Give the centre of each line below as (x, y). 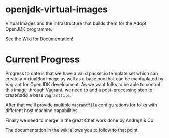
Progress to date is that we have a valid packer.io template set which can (82, 73)
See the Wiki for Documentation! (39, 39)
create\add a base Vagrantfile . (38, 95)
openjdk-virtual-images (57, 9)
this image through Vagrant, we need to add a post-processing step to (79, 90)
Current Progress (43, 59)
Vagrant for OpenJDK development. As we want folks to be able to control (83, 84)
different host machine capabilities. (42, 110)
